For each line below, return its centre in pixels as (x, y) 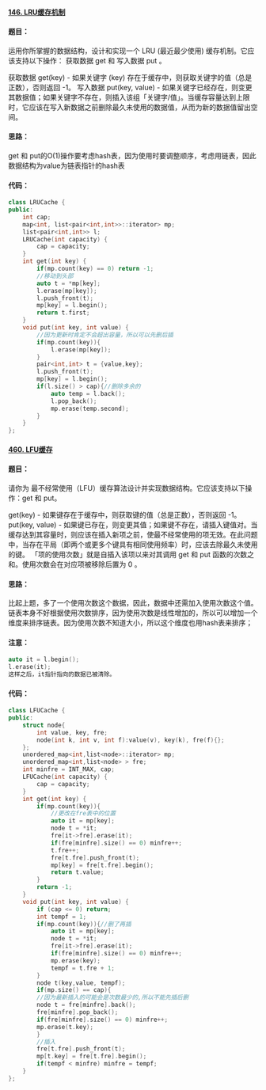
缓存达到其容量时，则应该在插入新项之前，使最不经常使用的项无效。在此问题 (133, 535)
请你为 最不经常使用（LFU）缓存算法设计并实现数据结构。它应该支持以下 (127, 488)
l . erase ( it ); (30, 667)
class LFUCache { (37, 711)
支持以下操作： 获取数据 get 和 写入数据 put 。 (90, 60)
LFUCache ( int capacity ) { (65, 777)
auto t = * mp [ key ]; (69, 283)
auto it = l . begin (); (44, 660)
